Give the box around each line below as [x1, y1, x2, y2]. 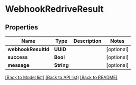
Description [73, 38, 102, 44]
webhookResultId [7, 46, 50, 53]
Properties [5, 23, 38, 31]
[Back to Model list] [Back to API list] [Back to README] [5, 75, 118, 80]
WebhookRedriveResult [5, 3, 104, 15]
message [7, 62, 29, 68]
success [7, 54, 28, 60]
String [54, 62, 69, 68]
